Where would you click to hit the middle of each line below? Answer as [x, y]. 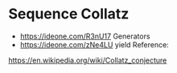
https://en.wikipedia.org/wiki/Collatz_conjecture [88, 60]
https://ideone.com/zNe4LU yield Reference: [94, 44]
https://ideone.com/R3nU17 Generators [85, 36]
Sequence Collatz [69, 14]
